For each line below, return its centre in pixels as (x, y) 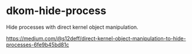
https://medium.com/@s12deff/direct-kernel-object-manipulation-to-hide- (96, 38)
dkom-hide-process (56, 11)
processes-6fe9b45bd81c (38, 45)
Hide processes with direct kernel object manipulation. (72, 27)
